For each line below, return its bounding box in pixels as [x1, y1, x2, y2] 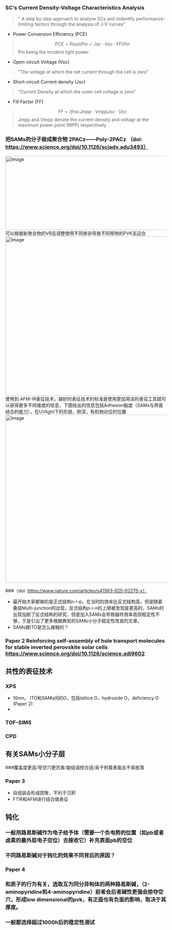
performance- [136, 16, 165, 22]
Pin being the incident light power [17, 49, 89, 55]
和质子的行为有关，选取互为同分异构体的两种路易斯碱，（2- [5, 881, 150, 888]
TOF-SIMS [5, 719, 32, 726]
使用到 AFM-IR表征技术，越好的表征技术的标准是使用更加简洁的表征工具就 [5, 396, 162, 402]
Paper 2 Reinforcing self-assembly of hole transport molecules [5, 637, 165, 644]
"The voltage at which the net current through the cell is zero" [17, 69, 149, 75]
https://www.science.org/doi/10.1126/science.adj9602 [5, 650, 145, 657]
